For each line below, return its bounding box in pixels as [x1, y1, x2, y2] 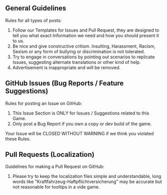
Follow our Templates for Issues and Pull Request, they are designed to [12, 27, 159, 33]
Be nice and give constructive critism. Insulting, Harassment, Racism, [12, 43, 155, 49]
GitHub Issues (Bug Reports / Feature [5, 79, 124, 87]
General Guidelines [5, 4, 66, 13]
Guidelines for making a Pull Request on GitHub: [5, 163, 104, 170]
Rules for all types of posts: [5, 17, 62, 23]
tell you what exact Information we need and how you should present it [12, 32, 159, 38]
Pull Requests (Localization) [5, 150, 95, 159]
